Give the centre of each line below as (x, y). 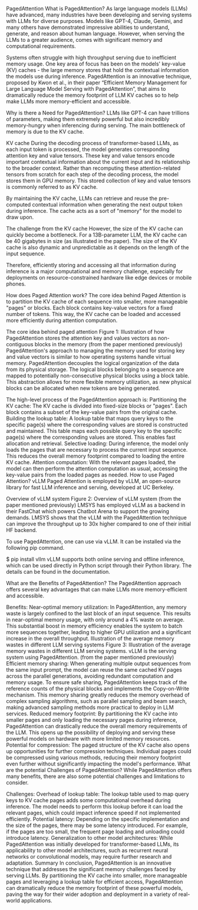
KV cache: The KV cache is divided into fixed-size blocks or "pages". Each (97, 406)
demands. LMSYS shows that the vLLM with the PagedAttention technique (96, 518)
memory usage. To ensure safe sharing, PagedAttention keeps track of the (97, 682)
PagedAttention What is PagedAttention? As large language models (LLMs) (97, 9)
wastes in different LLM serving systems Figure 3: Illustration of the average (98, 645)
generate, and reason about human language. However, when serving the (95, 34)
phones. (16, 284)
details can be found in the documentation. (58, 572)
